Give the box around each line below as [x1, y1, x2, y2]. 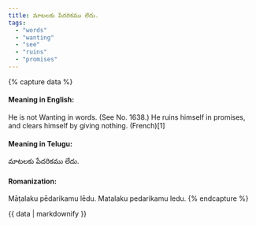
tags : [8, 19, 26, 27]
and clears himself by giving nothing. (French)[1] [8, 121, 165, 131]
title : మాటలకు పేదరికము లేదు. [8, 11, 99, 20]
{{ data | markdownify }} [8, 209, 87, 219]
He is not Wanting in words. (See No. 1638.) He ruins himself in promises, [8, 113, 246, 122]
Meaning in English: [8, 95, 75, 105]
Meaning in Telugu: [8, 139, 73, 148]
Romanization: [8, 176, 58, 186]
